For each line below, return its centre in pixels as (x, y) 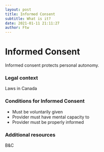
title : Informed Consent (30, 14)
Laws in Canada (21, 89)
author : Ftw (17, 28)
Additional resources (30, 134)
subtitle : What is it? (28, 19)
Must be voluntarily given (37, 112)
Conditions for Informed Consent (45, 101)
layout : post (18, 9)
